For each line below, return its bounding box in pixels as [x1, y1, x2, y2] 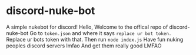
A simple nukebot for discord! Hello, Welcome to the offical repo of [6, 23, 168, 30]
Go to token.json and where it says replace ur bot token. [29, 29, 172, 36]
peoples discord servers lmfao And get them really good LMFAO [6, 42, 162, 49]
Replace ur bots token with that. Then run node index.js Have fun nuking [6, 36, 184, 43]
